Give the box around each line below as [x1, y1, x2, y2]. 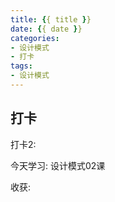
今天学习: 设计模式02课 [10, 159, 106, 171]
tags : [10, 61, 33, 71]
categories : [10, 33, 60, 43]
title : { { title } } [10, 14, 92, 25]
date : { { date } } [10, 24, 83, 34]
